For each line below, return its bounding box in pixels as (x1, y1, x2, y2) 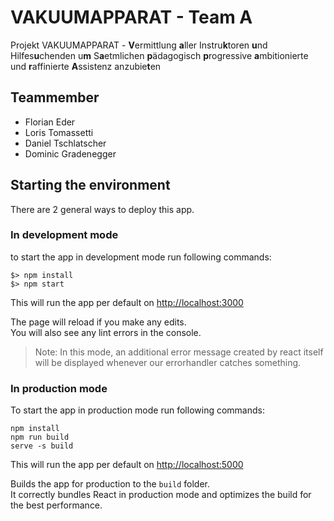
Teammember (10, 89, 100, 106)
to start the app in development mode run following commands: (10, 251, 272, 263)
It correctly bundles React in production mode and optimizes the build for (10, 489, 312, 501)
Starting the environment (10, 177, 171, 194)
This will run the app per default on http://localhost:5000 (10, 459, 244, 471)
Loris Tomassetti (24, 126, 94, 138)
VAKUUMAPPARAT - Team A (10, 6, 253, 29)
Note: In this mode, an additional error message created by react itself (34, 346, 324, 358)
